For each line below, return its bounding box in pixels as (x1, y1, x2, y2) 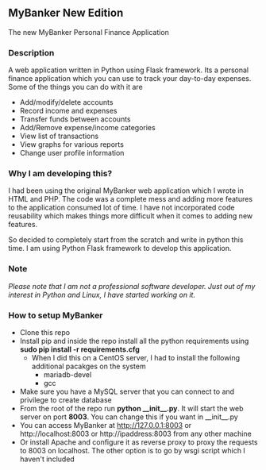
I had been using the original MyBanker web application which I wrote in (8, 186, 244, 195)
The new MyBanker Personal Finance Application (8, 27, 169, 37)
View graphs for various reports (19, 140, 125, 149)
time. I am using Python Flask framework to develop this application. (8, 244, 232, 253)
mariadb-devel (43, 370, 92, 379)
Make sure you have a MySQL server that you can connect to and (19, 387, 235, 396)
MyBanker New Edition (8, 6, 124, 20)
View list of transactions (19, 131, 99, 141)
